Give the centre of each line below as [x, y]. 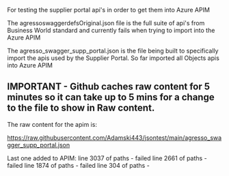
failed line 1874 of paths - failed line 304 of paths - [79, 165]
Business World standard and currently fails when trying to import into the [111, 30]
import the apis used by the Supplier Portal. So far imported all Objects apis [113, 58]
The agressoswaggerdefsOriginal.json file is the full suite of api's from [106, 23]
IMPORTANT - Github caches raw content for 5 [109, 87]
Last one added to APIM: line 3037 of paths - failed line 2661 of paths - [107, 158]
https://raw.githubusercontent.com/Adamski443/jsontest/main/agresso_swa [114, 137]
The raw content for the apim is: [52, 124]
